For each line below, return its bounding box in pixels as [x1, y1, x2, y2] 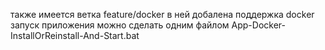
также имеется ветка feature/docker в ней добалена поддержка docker [10, 9, 315, 20]
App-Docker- [231, 19, 286, 31]
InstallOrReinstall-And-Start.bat [10, 30, 140, 41]
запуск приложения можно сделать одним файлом [10, 19, 230, 31]
